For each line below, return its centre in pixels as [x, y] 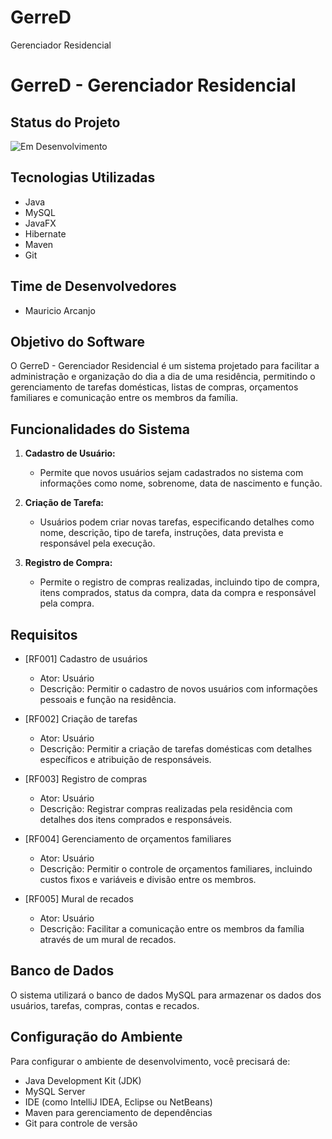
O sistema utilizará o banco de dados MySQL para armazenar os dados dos [166, 995]
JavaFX [40, 223]
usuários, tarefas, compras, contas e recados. [105, 1005]
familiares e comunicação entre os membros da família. [124, 398]
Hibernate [45, 233]
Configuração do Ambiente [96, 1037]
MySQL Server [55, 1091]
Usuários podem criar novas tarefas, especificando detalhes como [177, 522]
